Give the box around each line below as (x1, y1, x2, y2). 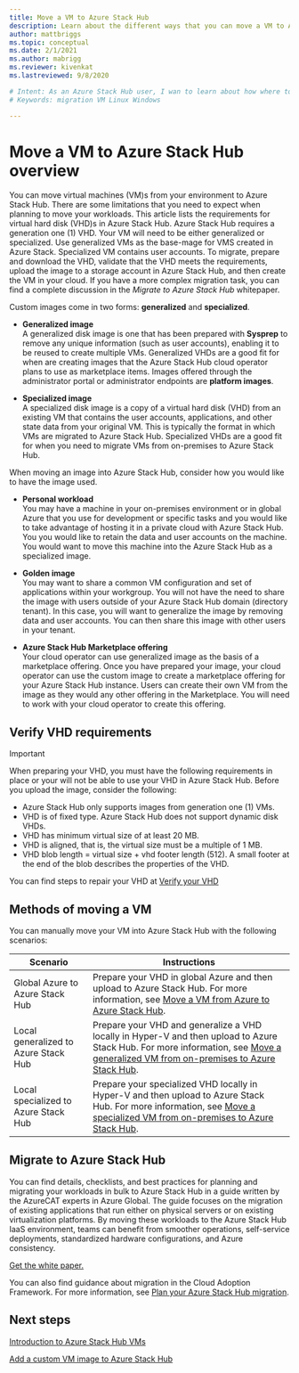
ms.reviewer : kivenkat (9, 63, 93, 72)
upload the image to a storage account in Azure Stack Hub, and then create (9, 266, 287, 276)
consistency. (9, 1242, 56, 1253)
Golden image (21, 568, 76, 579)
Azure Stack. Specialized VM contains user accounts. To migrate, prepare (9, 247, 280, 257)
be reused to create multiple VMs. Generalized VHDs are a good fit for (21, 347, 280, 358)
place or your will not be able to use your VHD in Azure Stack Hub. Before (9, 775, 279, 786)
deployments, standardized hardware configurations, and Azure (9, 1233, 243, 1244)
